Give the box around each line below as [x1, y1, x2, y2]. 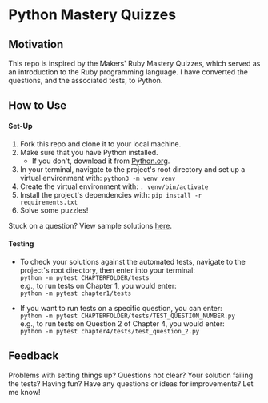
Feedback [8, 349, 59, 363]
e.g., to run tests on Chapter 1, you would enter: [19, 281, 178, 290]
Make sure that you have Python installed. [19, 147, 158, 157]
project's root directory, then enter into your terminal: [19, 265, 196, 275]
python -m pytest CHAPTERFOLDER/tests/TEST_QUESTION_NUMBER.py [19, 312, 236, 320]
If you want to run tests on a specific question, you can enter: [19, 303, 222, 313]
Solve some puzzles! [19, 205, 89, 215]
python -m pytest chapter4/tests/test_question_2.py [19, 327, 200, 335]
